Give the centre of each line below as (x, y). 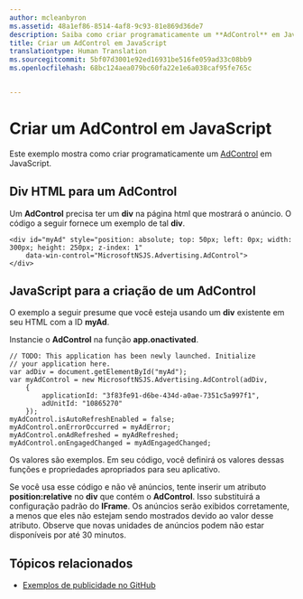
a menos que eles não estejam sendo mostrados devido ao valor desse (142, 516)
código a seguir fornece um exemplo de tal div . (97, 223)
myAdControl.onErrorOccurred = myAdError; (90, 427)
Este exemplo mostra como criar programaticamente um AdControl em (141, 154)
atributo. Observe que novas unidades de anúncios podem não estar (137, 526)
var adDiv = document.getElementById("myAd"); (98, 372)
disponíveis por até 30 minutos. (68, 535)
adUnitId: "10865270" (83, 404)
